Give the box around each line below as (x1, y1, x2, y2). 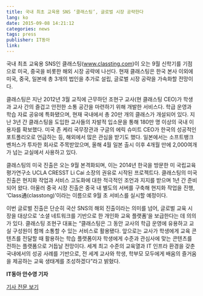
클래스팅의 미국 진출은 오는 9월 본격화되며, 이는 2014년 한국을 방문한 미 (6, 161, 175, 168)
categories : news (6, 25, 50, 32)
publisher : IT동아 (6, 37, 50, 43)
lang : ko (6, 15, 28, 21)
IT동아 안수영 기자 (6, 270, 48, 277)
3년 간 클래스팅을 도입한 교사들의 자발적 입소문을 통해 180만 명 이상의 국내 (12, 118, 188, 125)
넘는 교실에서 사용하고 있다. (12, 148, 78, 156)
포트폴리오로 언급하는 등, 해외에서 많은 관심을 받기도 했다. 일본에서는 (6, 133, 168, 140)
